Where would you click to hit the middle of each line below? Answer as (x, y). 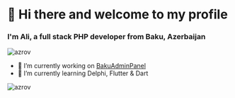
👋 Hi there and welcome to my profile (117, 15)
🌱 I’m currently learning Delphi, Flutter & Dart (83, 73)
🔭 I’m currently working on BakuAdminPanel (82, 66)
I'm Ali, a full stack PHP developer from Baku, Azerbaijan (107, 37)
